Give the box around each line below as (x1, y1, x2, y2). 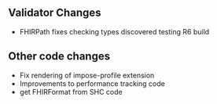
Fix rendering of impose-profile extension (19, 70, 155, 80)
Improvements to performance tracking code (19, 78, 165, 88)
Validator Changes (8, 6, 101, 20)
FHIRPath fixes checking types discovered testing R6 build (19, 27, 210, 36)
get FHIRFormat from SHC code (19, 87, 123, 96)
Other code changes (8, 50, 111, 63)
